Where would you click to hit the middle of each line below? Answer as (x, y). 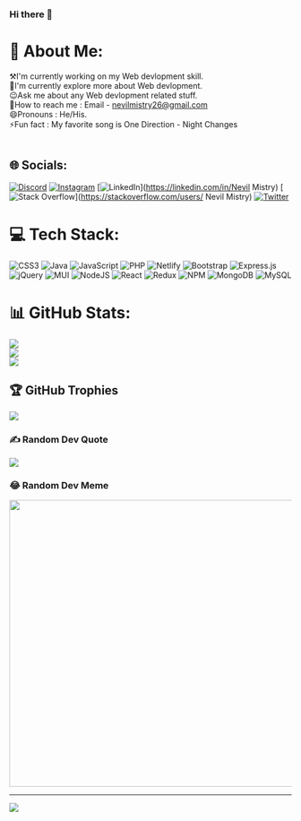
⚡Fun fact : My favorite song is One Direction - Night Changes (124, 124)
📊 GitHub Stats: (70, 312)
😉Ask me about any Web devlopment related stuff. (103, 95)
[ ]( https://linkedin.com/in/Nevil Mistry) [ (190, 186)
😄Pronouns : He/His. (48, 114)
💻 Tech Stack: (64, 234)
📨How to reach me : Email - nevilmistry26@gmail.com (109, 104)
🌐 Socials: (39, 165)
